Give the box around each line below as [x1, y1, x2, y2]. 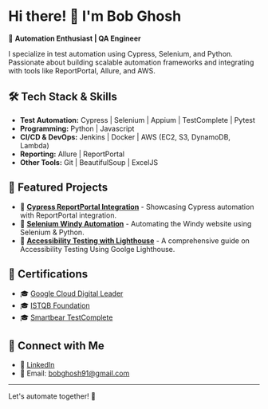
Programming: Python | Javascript [19, 124, 135, 133]
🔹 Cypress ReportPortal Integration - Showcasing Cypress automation [19, 202, 254, 211]
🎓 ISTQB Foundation [19, 301, 90, 310]
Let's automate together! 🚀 [8, 391, 96, 401]
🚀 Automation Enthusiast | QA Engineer [8, 33, 141, 43]
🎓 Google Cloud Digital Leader [19, 289, 124, 298]
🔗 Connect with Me [8, 339, 105, 352]
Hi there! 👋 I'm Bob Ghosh [8, 7, 182, 26]
